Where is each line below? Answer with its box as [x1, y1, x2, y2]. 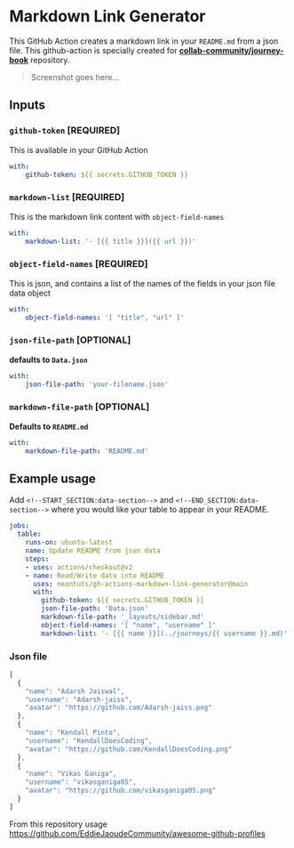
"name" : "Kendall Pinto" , [25, 728, 122, 738]
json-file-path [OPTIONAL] [9, 334, 131, 346]
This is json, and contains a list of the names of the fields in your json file [9, 278, 275, 288]
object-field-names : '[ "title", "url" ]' [25, 313, 185, 322]
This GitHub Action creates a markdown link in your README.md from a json [9, 36, 279, 46]
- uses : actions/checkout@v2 [25, 562, 133, 571]
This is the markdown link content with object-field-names [9, 211, 225, 222]
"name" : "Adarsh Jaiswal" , [25, 687, 125, 696]
